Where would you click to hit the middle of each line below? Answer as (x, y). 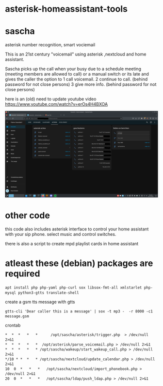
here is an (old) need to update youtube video (51, 99)
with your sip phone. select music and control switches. (61, 234)
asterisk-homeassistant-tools (66, 9)
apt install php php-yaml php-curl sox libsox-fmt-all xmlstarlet (73, 288)
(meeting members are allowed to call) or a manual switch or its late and (77, 74)
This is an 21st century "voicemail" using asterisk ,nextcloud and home (76, 54)
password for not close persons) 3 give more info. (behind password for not (81, 84)
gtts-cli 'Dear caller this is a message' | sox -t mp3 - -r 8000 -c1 (79, 311)
